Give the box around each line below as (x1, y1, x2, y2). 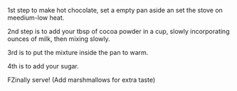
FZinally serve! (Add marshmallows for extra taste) (7, 75, 155, 84)
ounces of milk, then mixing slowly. (7, 35, 110, 43)
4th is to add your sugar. (7, 62, 80, 70)
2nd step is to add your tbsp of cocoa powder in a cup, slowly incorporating (7, 28, 230, 35)
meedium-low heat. (7, 13, 65, 22)
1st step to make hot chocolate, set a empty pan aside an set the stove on (7, 6, 223, 14)
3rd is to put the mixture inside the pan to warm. (7, 49, 149, 56)
